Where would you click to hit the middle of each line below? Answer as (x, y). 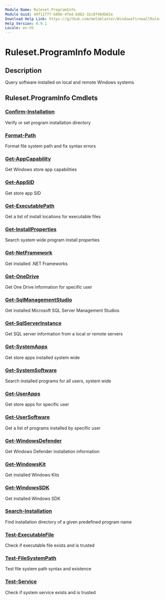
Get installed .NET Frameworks (36, 264)
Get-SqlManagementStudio (39, 300)
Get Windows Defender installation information (52, 451)
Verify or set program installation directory (48, 122)
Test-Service (21, 582)
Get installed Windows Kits (32, 475)
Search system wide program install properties (52, 240)
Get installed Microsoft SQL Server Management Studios (62, 310)
